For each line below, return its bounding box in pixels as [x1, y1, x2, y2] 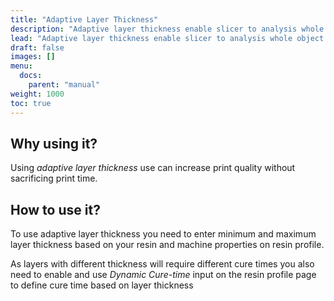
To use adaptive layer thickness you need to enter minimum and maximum [10, 228, 317, 240]
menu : [10, 61, 33, 71]
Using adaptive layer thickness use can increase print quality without [10, 162, 296, 174]
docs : [19, 71, 43, 81]
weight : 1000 [10, 89, 65, 99]
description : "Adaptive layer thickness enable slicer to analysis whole [10, 24, 325, 34]
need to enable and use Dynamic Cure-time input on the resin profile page [10, 269, 317, 281]
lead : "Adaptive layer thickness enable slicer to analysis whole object [10, 33, 325, 43]
